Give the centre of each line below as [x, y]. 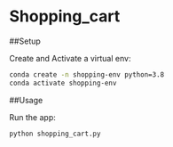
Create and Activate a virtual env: [70, 58]
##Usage [26, 100]
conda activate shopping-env [63, 83]
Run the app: [32, 117]
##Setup [25, 41]
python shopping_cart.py [55, 134]
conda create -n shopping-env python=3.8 [87, 74]
